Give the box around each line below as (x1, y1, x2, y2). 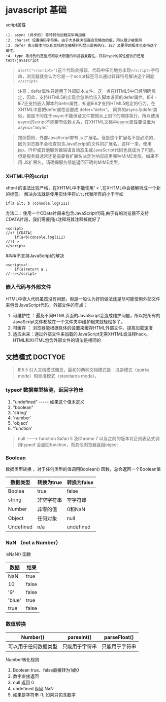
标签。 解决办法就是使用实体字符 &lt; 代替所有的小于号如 (9, 191, 124, 197)
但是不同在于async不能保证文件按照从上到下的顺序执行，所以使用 (26, 112, 160, 118)
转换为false (66, 479, 94, 486)
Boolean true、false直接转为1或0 (12, 667, 79, 673)
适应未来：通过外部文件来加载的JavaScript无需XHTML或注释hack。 (12, 331, 151, 337)
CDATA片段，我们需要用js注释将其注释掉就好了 (5, 217, 101, 222)
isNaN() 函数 (5, 551, 31, 557)
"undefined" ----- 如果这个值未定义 (12, 399, 85, 405)
